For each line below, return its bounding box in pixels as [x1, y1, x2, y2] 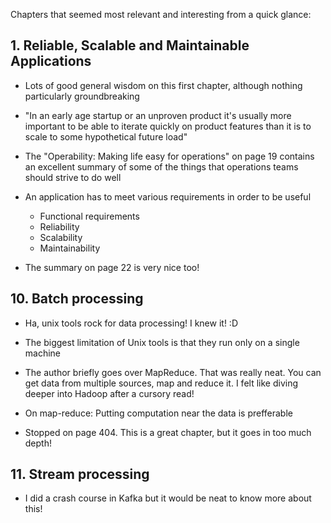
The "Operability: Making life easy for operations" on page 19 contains [24, 150, 315, 162]
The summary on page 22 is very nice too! [24, 261, 200, 273]
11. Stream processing [10, 466, 150, 483]
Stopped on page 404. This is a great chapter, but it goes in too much [24, 426, 312, 438]
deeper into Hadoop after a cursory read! [24, 387, 195, 399]
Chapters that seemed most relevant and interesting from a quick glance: [10, 9, 312, 20]
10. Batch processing [10, 290, 144, 308]
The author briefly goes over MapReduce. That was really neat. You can [24, 366, 322, 378]
